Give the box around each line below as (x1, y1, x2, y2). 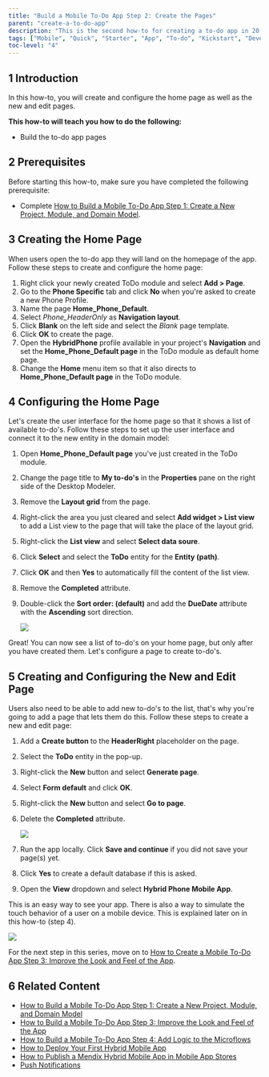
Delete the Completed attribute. (19, 814, 126, 823)
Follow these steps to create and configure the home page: (8, 262, 203, 272)
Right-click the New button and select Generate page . (19, 767, 200, 777)
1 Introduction (8, 71, 78, 85)
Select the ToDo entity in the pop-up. (19, 752, 143, 762)
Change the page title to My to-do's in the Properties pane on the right (19, 473, 256, 482)
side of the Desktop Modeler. (19, 482, 116, 491)
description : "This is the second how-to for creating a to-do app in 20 (8, 26, 260, 35)
